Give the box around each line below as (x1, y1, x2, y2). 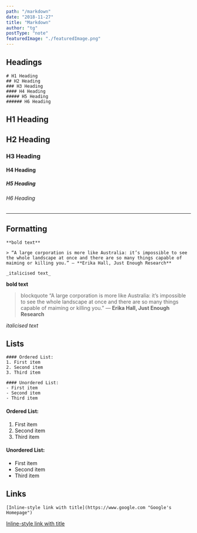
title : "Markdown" (6, 19, 51, 25)
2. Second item (6, 364, 43, 371)
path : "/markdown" (6, 8, 51, 15)
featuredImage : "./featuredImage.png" (6, 36, 101, 42)
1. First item (6, 360, 41, 365)
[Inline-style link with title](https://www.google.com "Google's (6, 504, 172, 510)
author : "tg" (6, 25, 38, 31)
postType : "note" (6, 30, 49, 36)
